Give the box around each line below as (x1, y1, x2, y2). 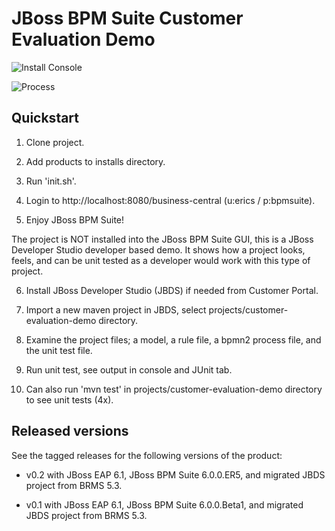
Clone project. (25, 136, 85, 148)
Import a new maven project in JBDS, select (25, 303, 207, 316)
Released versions (11, 423, 129, 440)
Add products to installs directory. (25, 155, 166, 167)
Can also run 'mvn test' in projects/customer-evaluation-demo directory (25, 383, 323, 395)
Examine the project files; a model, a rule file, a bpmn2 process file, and (25, 333, 322, 346)
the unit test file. (25, 344, 93, 356)
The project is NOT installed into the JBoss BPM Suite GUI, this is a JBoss (11, 233, 314, 245)
